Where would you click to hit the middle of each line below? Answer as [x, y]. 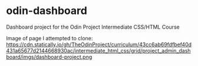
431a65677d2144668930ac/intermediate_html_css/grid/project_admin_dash [98, 50]
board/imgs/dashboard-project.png [49, 57]
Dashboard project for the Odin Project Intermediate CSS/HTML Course [93, 27]
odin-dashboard [47, 11]
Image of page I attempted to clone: [49, 38]
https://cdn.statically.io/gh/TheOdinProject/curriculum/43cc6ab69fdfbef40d [99, 44]
